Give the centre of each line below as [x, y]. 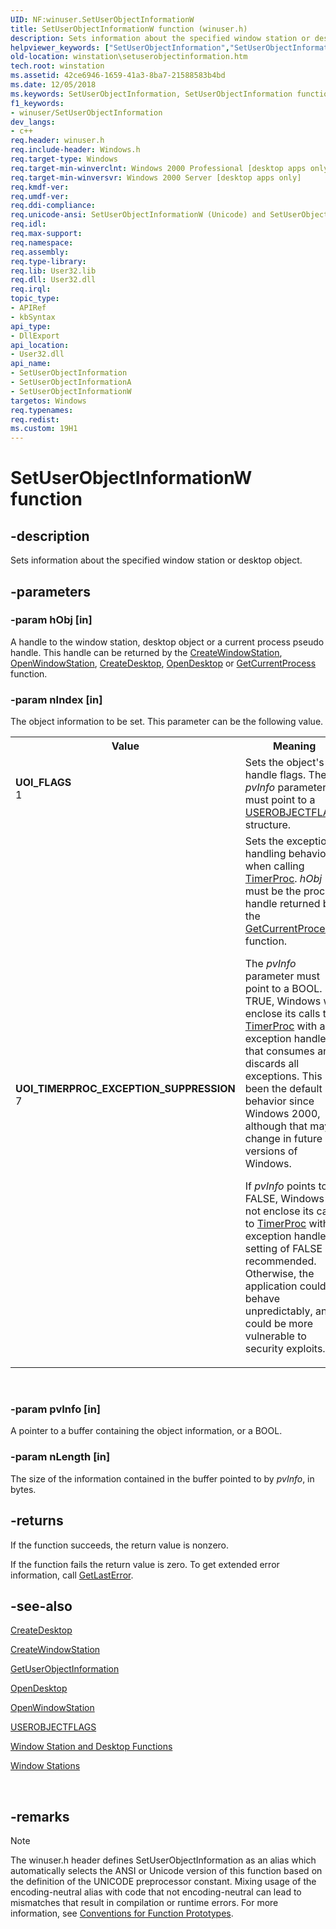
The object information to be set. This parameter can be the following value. [167, 722]
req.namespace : [42, 242]
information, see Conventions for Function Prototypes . [122, 1913]
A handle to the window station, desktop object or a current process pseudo [167, 642]
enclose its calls [282, 1014]
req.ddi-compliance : [53, 206]
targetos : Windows [48, 401]
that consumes [279, 1051]
